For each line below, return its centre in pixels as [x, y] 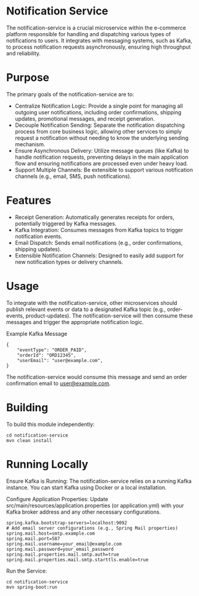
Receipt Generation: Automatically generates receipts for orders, [95, 217]
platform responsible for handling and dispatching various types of [88, 34]
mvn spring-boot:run [32, 587]
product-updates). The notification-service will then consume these [109, 315]
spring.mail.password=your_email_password [60, 549]
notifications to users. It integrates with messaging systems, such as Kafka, [99, 40]
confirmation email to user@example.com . [58, 383]
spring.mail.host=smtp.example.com [51, 533]
